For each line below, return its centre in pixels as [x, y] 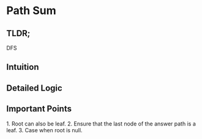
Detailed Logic [34, 88]
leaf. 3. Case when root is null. [44, 130]
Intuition [23, 67]
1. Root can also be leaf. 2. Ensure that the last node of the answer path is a [101, 124]
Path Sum [31, 11]
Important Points [39, 109]
